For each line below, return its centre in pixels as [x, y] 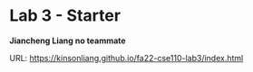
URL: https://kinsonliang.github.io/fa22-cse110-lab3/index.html [126, 58]
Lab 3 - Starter [65, 16]
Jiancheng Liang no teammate [68, 40]
